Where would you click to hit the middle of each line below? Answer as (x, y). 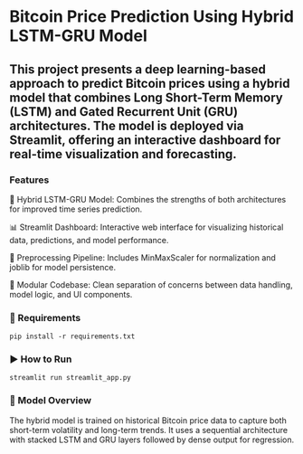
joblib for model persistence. (62, 267)
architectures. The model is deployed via (127, 125)
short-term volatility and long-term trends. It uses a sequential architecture (148, 430)
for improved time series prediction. (76, 209)
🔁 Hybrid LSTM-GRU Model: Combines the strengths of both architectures (148, 199)
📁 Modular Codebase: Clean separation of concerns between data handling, (151, 284)
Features (29, 180)
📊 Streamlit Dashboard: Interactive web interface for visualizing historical (147, 227)
